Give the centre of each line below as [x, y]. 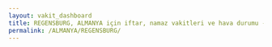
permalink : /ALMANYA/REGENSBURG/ [65, 30]
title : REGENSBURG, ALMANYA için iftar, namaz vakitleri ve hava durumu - [137, 23]
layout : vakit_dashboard [50, 16]
